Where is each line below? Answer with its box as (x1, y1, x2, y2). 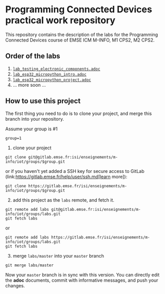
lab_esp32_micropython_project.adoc (12, 77, 91, 83)
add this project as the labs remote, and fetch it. (12, 197, 114, 203)
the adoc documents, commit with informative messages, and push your (5, 277, 158, 283)
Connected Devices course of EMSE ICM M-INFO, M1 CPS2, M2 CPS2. (5, 37, 155, 43)
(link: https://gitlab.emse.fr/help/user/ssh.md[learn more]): (5, 173, 128, 180)
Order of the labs (5, 52, 60, 61)
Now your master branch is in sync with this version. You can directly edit (5, 271, 160, 278)
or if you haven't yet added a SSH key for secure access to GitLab (5, 168, 145, 174)
